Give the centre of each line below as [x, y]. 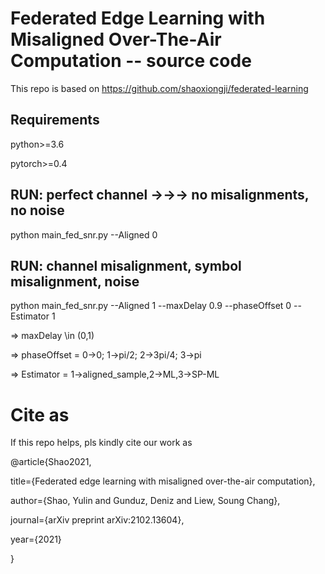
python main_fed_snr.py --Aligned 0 [84, 234]
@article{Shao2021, [51, 462]
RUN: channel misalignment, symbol [126, 265]
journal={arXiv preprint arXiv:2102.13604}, [97, 520]
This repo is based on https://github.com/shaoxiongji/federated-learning [159, 88]
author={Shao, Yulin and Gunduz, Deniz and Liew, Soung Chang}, [145, 501]
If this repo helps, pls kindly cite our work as [101, 443]
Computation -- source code [131, 61]
